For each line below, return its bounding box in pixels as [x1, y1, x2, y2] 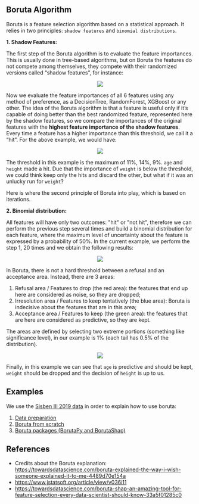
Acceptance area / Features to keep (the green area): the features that [14, 310, 188, 317]
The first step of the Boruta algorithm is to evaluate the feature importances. [6, 50, 194, 57]
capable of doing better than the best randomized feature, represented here [6, 110, 192, 118]
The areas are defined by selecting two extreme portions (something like [6, 328, 185, 335]
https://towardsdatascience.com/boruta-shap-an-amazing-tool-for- [14, 485, 182, 492]
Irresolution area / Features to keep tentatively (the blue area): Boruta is [14, 297, 191, 304]
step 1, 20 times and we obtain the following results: [6, 244, 134, 251]
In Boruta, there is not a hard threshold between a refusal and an [6, 266, 165, 273]
